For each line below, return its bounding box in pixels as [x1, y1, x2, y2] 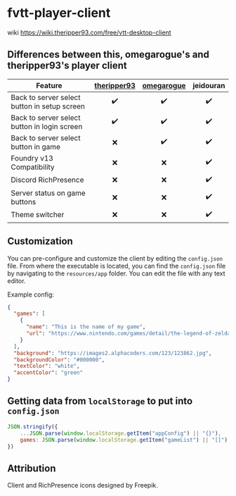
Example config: [7, 290, 55, 299]
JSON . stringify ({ [7, 423, 58, 430]
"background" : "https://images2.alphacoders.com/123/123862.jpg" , [13, 349, 212, 356]
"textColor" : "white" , [13, 363, 80, 370]
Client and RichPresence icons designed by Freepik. [7, 481, 158, 490]
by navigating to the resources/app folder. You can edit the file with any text [7, 269, 225, 278]
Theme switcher [11, 210, 65, 220]
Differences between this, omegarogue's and [7, 49, 209, 61]
